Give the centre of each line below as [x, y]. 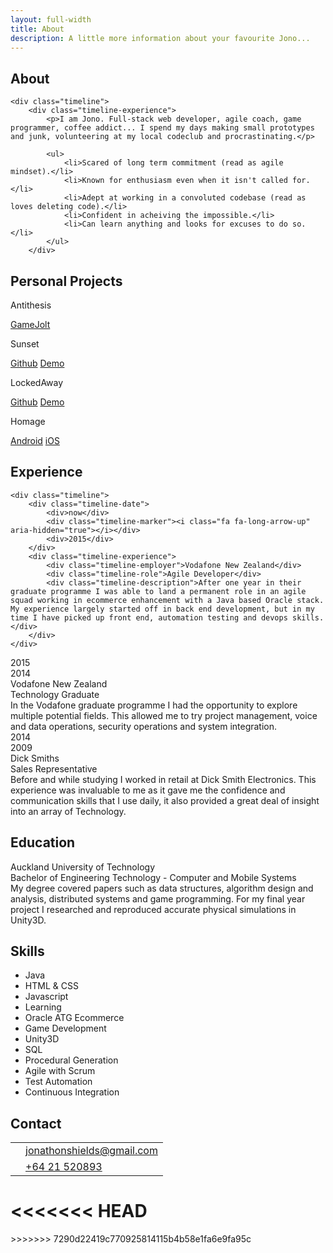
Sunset [25, 344]
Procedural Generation [71, 1060]
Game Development [65, 1028]
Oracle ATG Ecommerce [74, 1018]
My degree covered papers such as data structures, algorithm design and [162, 888]
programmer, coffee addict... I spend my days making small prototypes [162, 128]
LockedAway [37, 382]
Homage [28, 421]
